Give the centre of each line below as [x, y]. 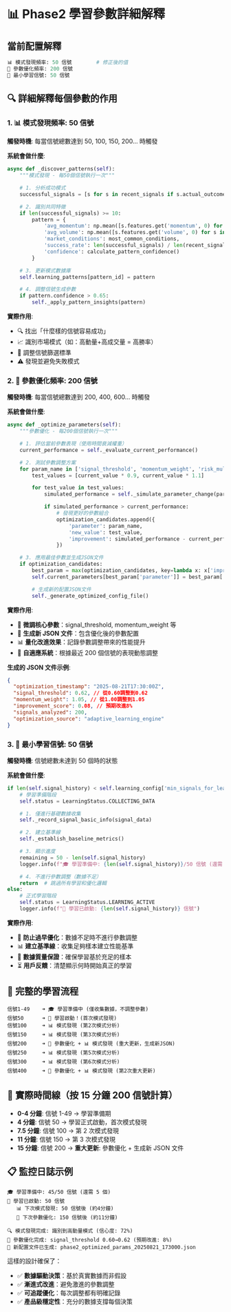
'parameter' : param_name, [106, 526]
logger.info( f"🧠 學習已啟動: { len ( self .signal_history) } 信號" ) [110, 909]
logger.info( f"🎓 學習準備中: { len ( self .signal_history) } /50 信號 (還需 [121, 864]
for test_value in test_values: [78, 488]
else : [15, 890]
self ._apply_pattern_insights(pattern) [89, 302]
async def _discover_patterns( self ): [61, 169]
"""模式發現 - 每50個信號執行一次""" [67, 176]
